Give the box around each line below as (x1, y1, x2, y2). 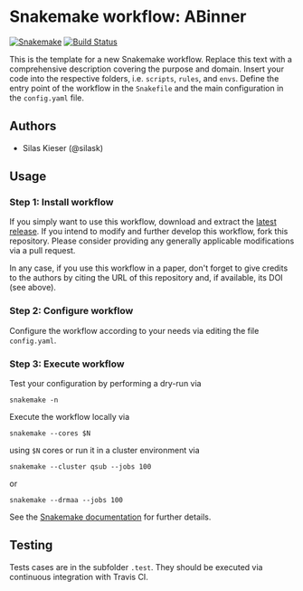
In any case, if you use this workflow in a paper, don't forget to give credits (9, 262, 289, 273)
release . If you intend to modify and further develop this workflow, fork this (9, 226, 289, 237)
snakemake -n (9, 396, 59, 405)
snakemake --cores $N (9, 429, 91, 438)
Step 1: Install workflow (9, 196, 114, 209)
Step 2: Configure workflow (9, 305, 134, 318)
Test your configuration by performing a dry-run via (9, 378, 202, 389)
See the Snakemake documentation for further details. (9, 511, 212, 522)
